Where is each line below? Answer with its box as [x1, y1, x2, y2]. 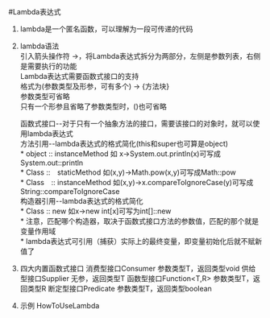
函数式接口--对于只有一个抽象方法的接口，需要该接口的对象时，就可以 [19, 119, 253, 128]
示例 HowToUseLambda [19, 301, 100, 310]
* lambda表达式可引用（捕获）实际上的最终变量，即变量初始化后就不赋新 [19, 237, 263, 246]
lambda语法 [19, 41, 60, 51]
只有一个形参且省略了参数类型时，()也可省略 [19, 101, 168, 111]
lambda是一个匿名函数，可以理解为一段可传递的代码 [19, 24, 193, 34]
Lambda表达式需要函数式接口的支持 [19, 72, 139, 81]
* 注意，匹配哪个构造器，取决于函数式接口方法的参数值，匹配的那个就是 [19, 217, 260, 225]
